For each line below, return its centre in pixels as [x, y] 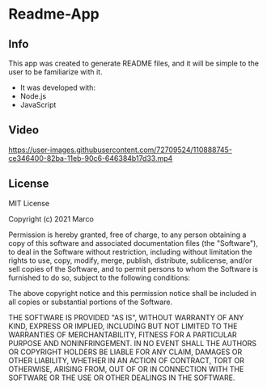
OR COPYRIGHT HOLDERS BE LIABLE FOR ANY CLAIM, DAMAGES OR [125, 352]
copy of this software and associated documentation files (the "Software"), [133, 243]
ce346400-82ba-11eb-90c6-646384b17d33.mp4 [91, 158]
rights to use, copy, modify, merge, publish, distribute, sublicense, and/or [130, 260]
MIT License [29, 203]
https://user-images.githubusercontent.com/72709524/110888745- [121, 150]
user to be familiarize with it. [55, 72]
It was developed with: [57, 87]
